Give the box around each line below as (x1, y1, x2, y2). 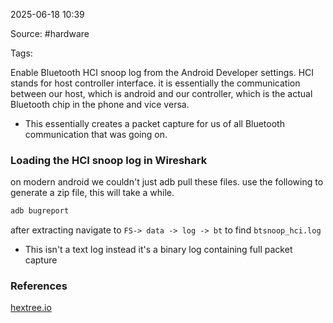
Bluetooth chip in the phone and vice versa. (10, 99, 190, 110)
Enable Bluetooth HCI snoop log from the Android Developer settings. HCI (10, 67, 315, 78)
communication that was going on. (24, 129, 168, 140)
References (10, 279, 68, 293)
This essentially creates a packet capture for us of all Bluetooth (24, 118, 285, 129)
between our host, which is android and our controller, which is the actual (10, 88, 313, 99)
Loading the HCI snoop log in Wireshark (10, 153, 208, 167)
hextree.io (10, 302, 52, 314)
